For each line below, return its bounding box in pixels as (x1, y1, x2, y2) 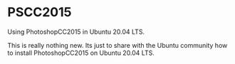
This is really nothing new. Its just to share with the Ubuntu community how (7, 41, 228, 49)
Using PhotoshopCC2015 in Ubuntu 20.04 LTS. (7, 27, 145, 36)
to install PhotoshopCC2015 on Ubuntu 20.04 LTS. (7, 49, 155, 57)
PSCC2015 (7, 4, 72, 20)
